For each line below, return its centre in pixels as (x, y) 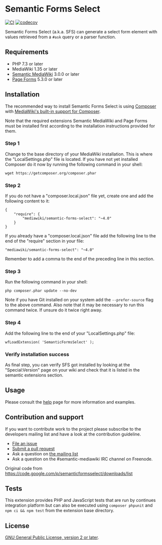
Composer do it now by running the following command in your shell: (74, 164)
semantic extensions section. (34, 375)
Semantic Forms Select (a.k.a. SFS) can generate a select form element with (81, 31)
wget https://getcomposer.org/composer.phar (51, 173)
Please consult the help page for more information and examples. (70, 402)
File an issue (24, 443)
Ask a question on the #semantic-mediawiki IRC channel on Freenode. (82, 459)
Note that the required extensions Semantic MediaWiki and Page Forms (76, 121)
